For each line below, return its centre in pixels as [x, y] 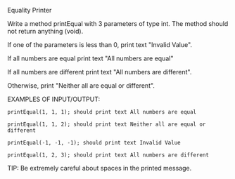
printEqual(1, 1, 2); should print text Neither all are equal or [107, 124]
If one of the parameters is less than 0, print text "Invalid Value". [100, 45]
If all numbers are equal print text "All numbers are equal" [90, 58]
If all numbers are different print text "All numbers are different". [100, 72]
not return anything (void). [45, 31]
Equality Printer [30, 10]
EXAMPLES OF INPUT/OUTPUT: [54, 99]
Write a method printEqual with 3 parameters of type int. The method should [118, 24]
